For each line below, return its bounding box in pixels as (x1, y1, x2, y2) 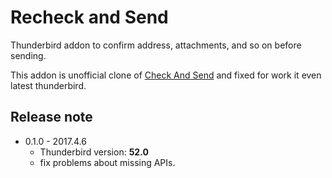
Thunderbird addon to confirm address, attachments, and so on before (10, 39, 302, 51)
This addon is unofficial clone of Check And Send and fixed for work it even (10, 69, 322, 81)
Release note (10, 109, 93, 126)
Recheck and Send (10, 6, 169, 29)
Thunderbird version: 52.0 (39, 146, 149, 158)
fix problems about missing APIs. (39, 156, 176, 168)
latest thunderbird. (10, 79, 87, 91)
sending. (10, 49, 47, 61)
